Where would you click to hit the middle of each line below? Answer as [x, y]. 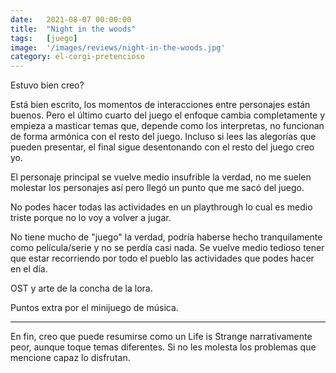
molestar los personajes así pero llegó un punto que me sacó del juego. [157, 188]
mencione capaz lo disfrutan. [70, 358]
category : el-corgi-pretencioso [77, 57]
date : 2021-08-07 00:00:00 [71, 19]
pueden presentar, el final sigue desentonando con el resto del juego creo [162, 147]
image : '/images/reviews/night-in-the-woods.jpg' [118, 47]
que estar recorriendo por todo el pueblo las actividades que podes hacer [162, 258]
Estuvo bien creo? [47, 85]
